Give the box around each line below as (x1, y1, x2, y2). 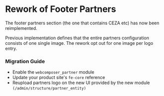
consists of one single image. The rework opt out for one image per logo (5, 40, 154, 46)
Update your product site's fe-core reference (12, 75, 105, 81)
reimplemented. (5, 25, 37, 31)
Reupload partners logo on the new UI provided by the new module (12, 80, 150, 86)
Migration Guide (5, 58, 45, 65)
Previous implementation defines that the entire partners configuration (5, 35, 150, 41)
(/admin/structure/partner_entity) (12, 86, 86, 91)
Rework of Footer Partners (5, 3, 116, 15)
